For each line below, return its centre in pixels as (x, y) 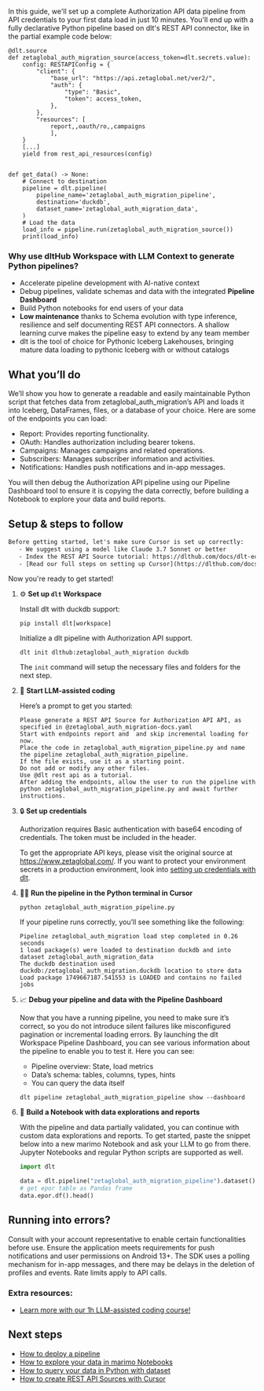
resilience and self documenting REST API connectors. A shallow (125, 325)
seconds (32, 943)
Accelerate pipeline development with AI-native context (110, 283)
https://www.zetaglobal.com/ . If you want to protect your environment (132, 861)
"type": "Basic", (93, 92)
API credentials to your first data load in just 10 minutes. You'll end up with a (131, 20)
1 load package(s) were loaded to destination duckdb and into (125, 950)
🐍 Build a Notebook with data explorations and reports (110, 1112)
